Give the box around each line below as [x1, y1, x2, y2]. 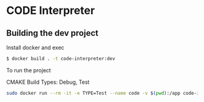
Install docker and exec [6, 44, 65, 51]
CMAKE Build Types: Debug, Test [6, 78, 90, 86]
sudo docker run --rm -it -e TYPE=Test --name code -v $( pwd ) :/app [6, 90, 181, 96]
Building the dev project [6, 28, 99, 38]
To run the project [6, 66, 52, 73]
